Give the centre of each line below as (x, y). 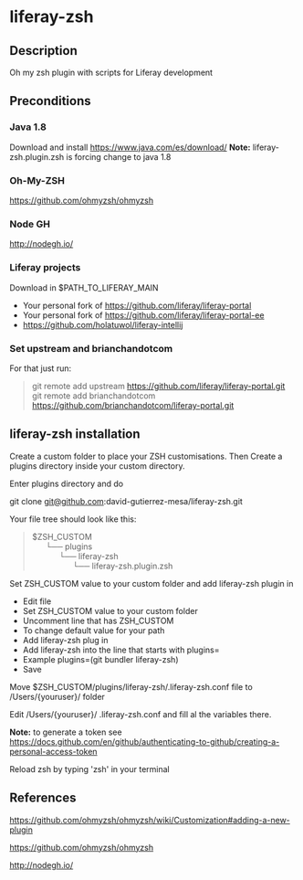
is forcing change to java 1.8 (119, 156)
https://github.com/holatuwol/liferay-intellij (103, 324)
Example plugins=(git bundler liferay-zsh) (100, 659)
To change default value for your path (94, 630)
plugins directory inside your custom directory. (97, 466)
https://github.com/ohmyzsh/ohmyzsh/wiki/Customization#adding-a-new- (150, 820)
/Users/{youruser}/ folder (57, 696)
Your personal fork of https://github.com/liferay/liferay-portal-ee (143, 315)
